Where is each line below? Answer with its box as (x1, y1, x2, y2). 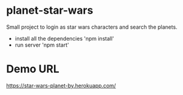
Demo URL (6, 62, 59, 76)
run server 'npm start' (14, 41, 69, 48)
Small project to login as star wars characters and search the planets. (6, 23, 178, 30)
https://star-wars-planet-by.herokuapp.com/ (6, 82, 116, 89)
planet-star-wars (6, 4, 94, 17)
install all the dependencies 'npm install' (14, 35, 115, 42)
